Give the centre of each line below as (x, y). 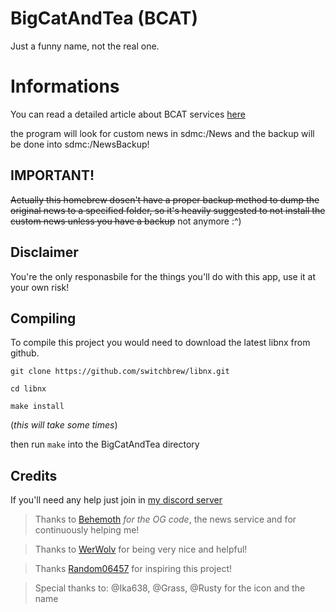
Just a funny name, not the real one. (85, 46)
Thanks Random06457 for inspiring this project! (133, 569)
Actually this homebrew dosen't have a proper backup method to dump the (165, 199)
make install (37, 407)
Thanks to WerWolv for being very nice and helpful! (141, 549)
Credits (34, 475)
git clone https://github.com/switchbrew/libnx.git (120, 372)
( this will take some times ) (64, 425)
